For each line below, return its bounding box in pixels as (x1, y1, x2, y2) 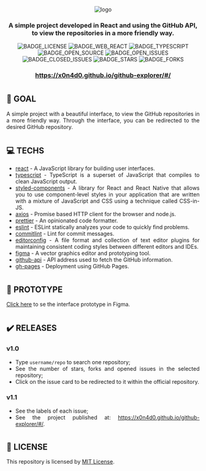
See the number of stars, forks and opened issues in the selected (15, 365, 200, 372)
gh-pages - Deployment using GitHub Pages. (15, 263, 129, 270)
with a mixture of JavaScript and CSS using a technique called (15, 197, 178, 205)
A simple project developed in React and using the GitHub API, (8, 21, 198, 29)
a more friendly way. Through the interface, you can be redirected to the (6, 117, 200, 124)
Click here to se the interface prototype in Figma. (6, 301, 131, 308)
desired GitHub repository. (6, 123, 74, 130)
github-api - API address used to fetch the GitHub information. (15, 256, 173, 263)
